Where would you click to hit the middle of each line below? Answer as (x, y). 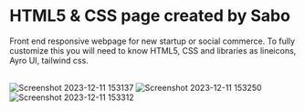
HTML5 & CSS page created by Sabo (150, 16)
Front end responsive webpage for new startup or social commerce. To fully (152, 41)
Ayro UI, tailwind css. (49, 60)
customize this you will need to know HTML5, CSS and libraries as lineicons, (153, 50)
